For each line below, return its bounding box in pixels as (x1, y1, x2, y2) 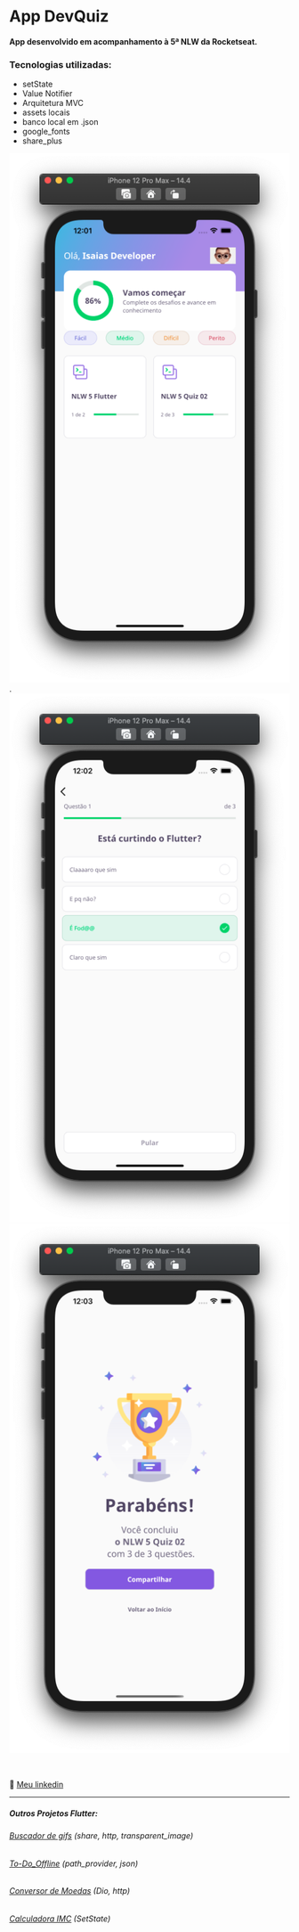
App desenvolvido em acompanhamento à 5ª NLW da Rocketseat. (9, 36, 258, 46)
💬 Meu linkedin (9, 1780, 64, 1790)
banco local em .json (21, 117, 99, 127)
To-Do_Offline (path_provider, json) (9, 1858, 139, 1869)
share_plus (21, 135, 63, 146)
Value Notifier (21, 88, 73, 99)
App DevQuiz (9, 6, 109, 27)
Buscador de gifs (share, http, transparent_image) (9, 1830, 194, 1841)
